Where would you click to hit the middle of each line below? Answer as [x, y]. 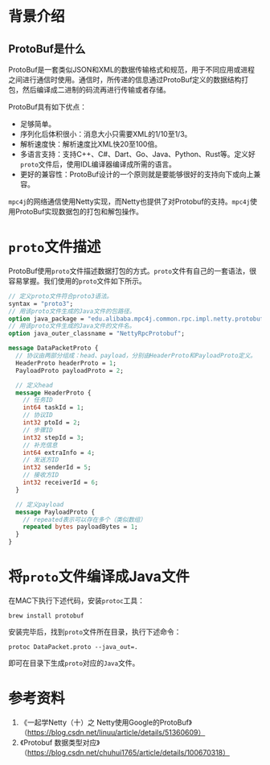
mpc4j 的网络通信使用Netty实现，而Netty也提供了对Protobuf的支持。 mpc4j [129, 201]
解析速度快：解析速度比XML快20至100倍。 [91, 144]
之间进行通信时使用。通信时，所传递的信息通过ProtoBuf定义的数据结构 [125, 80]
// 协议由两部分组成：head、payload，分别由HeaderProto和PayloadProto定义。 [136, 356]
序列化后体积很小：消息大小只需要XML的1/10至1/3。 [106, 134]
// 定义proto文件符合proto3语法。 [61, 296]
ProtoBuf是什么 [47, 49]
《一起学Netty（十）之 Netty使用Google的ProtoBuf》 [106, 722]
